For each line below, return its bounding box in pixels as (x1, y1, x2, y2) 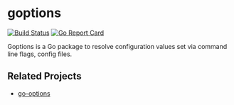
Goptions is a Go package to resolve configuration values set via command (7, 42, 228, 50)
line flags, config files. (7, 50, 73, 58)
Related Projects (7, 70, 82, 82)
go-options (17, 89, 51, 97)
